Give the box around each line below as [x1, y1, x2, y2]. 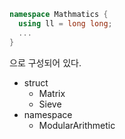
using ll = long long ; [18, 18, 113, 29]
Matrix [38, 87, 66, 99]
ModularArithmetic [38, 119, 116, 131]
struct [23, 76, 49, 89]
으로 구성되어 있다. [9, 56, 82, 69]
